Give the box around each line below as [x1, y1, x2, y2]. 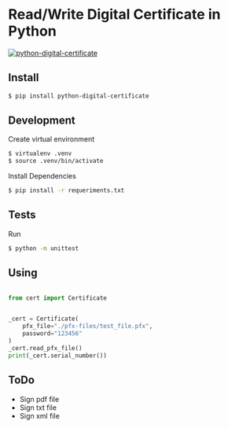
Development [8, 114, 76, 127]
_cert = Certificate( [8, 315, 79, 323]
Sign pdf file [19, 394, 60, 404]
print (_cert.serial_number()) [8, 352, 108, 360]
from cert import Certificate [8, 293, 108, 302]
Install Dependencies [8, 172, 76, 181]
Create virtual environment [8, 135, 95, 144]
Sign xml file [19, 411, 61, 420]
